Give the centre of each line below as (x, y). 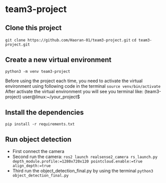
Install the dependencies (44, 113)
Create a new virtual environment (58, 60)
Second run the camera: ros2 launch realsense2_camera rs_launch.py (85, 157)
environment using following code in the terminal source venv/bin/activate (83, 86)
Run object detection (38, 140)
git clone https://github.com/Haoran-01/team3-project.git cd (71, 40)
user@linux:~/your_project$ (51, 97)
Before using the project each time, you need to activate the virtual (74, 81)
